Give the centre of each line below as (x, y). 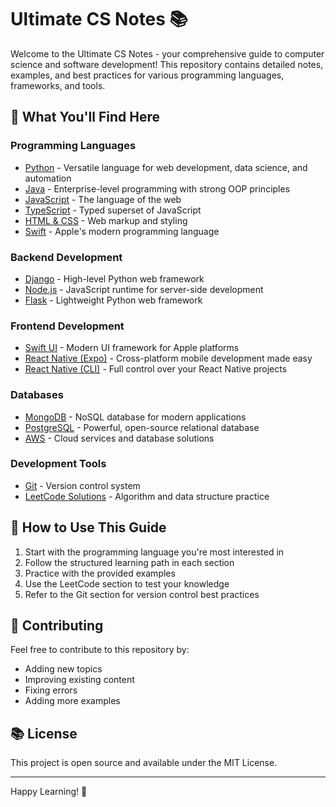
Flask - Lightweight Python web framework (113, 300)
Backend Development (66, 257)
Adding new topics (63, 669)
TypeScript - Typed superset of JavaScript (113, 210)
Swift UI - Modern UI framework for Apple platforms (132, 348)
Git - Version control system (82, 485)
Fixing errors (51, 690)
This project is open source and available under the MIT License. (144, 763)
